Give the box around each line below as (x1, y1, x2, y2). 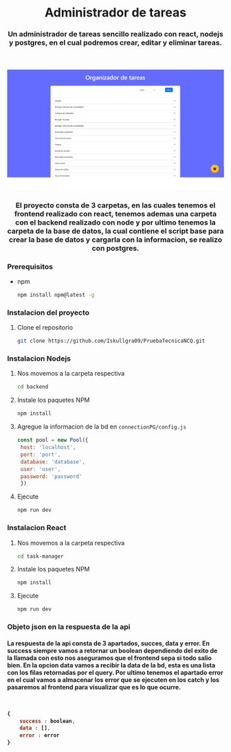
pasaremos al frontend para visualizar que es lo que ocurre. (7, 683, 181, 691)
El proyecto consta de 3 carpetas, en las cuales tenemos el (15, 201, 216, 210)
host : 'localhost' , (20, 444, 76, 451)
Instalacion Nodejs (7, 354, 71, 363)
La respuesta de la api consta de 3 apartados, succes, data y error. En (7, 639, 210, 647)
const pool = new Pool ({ (16, 437, 89, 444)
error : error (19, 732, 60, 739)
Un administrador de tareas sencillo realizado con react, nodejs (8, 30, 223, 39)
